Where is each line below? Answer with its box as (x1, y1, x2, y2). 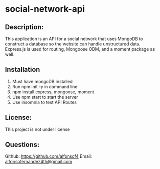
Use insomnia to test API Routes (12, 99, 77, 105)
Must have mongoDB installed (12, 78, 73, 84)
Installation (5, 65, 40, 74)
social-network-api (5, 3, 85, 15)
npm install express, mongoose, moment (12, 89, 94, 95)
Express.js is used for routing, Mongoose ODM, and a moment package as (5, 46, 155, 52)
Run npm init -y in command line (12, 84, 78, 89)
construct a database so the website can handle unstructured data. (5, 41, 140, 47)
